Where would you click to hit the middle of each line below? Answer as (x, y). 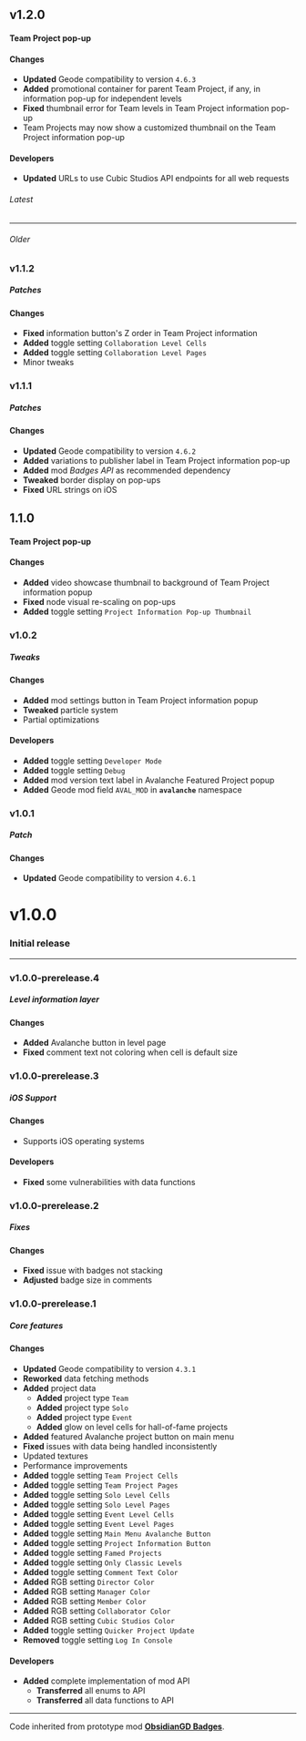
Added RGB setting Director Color (88, 1582)
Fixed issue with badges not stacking (93, 1271)
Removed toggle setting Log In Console (97, 1640)
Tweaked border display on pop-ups (92, 480)
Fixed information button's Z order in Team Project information (140, 333)
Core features (36, 1326)
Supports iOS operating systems (83, 1141)
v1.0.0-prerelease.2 (54, 1205)
